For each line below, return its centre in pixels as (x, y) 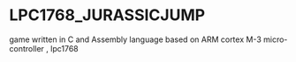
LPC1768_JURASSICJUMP (107, 15)
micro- (276, 39)
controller (27, 48)
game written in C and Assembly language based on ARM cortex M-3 (136, 39)
